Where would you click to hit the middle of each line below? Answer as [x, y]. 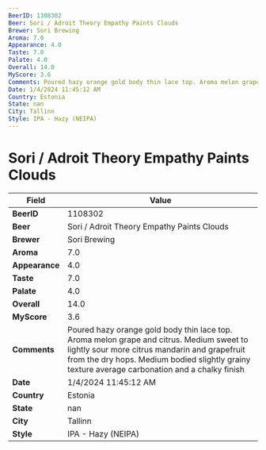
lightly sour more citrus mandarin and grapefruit [156, 349]
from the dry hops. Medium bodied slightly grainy [159, 360]
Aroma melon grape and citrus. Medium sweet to [158, 340]
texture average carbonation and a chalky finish [156, 369]
